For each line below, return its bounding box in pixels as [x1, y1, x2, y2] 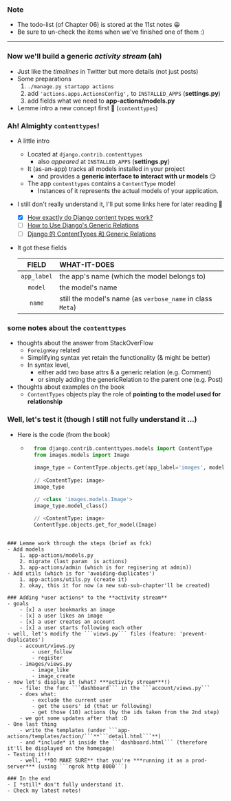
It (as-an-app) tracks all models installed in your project [27, 164, 185, 173]
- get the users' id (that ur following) [32, 703, 153, 710]
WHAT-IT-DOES [59, 260, 115, 270]
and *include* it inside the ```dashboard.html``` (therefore [25, 739, 208, 746]
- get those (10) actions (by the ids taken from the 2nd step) [32, 709, 220, 716]
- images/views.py [19, 660, 72, 668]
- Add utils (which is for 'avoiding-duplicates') [7, 570, 155, 577]
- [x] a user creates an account [19, 618, 115, 625]
